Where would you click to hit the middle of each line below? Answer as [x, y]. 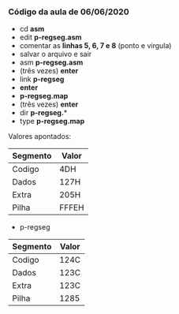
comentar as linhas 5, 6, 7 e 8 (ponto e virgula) [95, 46]
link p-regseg [42, 79]
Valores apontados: [40, 136]
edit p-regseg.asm [50, 37]
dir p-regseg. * [43, 113]
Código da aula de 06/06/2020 [69, 12]
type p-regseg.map [52, 121]
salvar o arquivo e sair [56, 54]
